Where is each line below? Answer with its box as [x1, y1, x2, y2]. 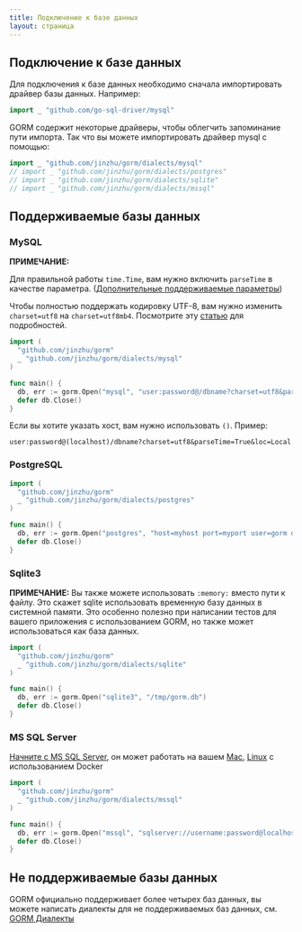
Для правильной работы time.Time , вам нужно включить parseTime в [9, 274, 273, 285]
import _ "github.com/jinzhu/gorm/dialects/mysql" [9, 159, 203, 168]
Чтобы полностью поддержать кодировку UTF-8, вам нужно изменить [9, 301, 283, 312]
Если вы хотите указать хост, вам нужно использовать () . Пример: [9, 420, 268, 431]
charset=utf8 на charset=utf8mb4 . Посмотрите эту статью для [9, 310, 244, 321]
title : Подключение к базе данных [9, 13, 139, 23]
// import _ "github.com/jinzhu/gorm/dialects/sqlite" [9, 175, 219, 185]
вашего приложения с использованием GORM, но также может [9, 616, 254, 626]
